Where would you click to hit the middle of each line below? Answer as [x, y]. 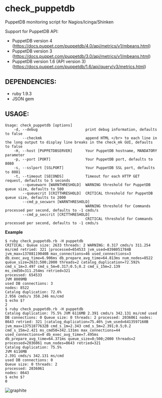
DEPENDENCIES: [31, 82]
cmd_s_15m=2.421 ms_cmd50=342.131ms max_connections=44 [63, 330]
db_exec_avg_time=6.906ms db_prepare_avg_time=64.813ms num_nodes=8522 [79, 258]
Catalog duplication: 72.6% [33, 292]
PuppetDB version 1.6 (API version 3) [49, 61]
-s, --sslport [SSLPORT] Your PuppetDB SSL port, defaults [84, 168]
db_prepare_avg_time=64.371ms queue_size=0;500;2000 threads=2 [70, 339]
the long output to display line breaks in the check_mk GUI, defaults [79, 142]
